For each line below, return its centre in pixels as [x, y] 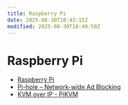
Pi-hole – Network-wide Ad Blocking [69, 87]
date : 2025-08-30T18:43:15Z [48, 20]
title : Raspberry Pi [37, 13]
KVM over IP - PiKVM [47, 95]
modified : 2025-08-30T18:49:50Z [54, 26]
